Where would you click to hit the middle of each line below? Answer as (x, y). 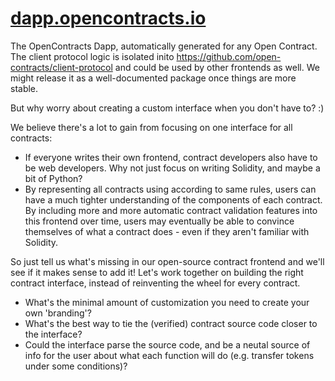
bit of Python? (53, 178)
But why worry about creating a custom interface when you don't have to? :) (167, 108)
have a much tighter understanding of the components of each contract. (173, 199)
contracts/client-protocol (61, 67)
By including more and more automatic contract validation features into (171, 210)
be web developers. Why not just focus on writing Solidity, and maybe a (172, 168)
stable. (24, 88)
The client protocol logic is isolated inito (92, 56)
